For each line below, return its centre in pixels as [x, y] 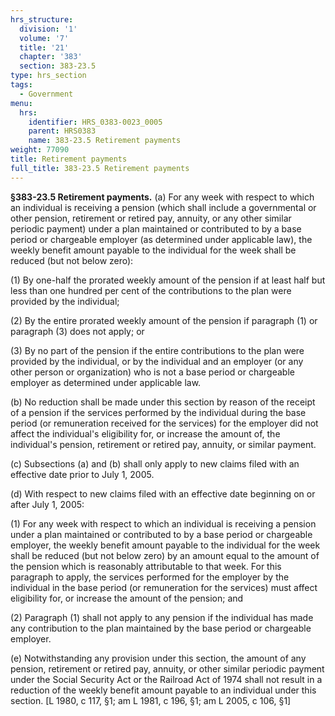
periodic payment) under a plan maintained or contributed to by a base [156, 228]
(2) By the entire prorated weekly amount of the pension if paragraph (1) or [164, 320]
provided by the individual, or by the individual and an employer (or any [157, 361]
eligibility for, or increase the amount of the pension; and [127, 598]
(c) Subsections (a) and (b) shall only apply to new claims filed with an [155, 463]
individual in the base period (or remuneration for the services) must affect [164, 587]
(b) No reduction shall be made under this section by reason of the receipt [163, 402]
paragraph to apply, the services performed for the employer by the [150, 577]
